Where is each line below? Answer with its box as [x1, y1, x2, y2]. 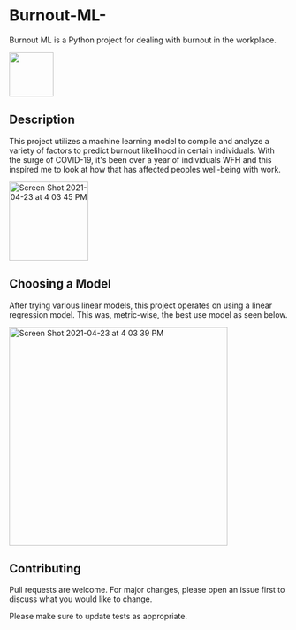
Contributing [9, 561, 81, 576]
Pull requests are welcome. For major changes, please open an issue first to [9, 585, 285, 595]
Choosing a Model [9, 276, 112, 292]
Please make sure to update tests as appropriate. [9, 611, 188, 622]
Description [9, 112, 75, 127]
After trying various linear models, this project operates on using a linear [9, 300, 272, 311]
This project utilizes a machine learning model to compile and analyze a [9, 135, 269, 146]
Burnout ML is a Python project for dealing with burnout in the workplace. [9, 35, 277, 45]
